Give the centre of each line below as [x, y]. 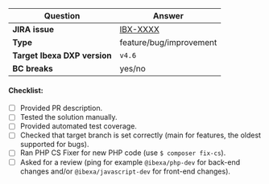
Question [62, 16]
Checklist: [26, 90]
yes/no [133, 69]
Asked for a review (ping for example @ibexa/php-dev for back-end [130, 162]
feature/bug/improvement [168, 42]
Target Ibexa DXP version [62, 55]
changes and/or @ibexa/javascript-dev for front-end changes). [125, 171]
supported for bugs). [54, 145]
